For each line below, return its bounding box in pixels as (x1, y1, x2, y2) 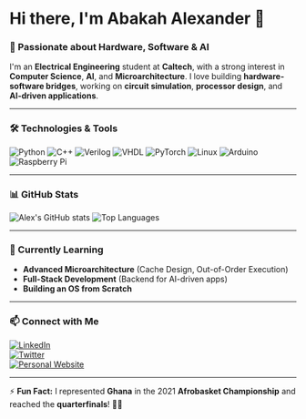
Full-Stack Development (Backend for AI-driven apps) (22, 273, 228, 285)
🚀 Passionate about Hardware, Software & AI (9, 41, 209, 54)
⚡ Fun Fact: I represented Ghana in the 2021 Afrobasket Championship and (9, 385, 296, 396)
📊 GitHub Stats (9, 188, 79, 200)
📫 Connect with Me (9, 315, 99, 328)
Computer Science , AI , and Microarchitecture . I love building (9, 71, 242, 82)
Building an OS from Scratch (22, 283, 132, 294)
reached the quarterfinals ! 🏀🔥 (9, 398, 123, 409)
